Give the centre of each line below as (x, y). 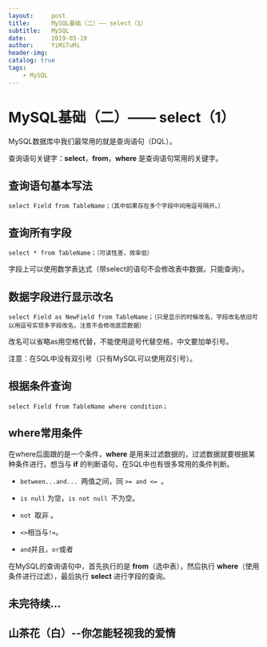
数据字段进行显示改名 (61, 297)
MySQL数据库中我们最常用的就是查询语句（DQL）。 (92, 141)
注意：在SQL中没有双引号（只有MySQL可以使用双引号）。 (103, 358)
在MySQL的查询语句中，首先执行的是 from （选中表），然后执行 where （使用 (134, 566)
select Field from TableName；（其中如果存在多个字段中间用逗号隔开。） (116, 206)
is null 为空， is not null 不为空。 (80, 498)
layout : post (37, 16)
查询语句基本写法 (50, 185)
